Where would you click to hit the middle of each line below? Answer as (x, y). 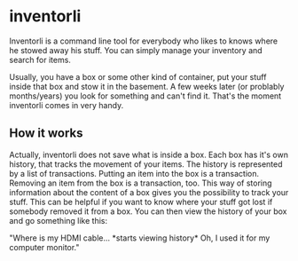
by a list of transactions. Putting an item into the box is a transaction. (134, 173)
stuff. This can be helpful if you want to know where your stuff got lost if (141, 202)
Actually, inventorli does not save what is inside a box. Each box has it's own (149, 154)
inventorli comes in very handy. (67, 105)
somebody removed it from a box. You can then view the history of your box (148, 211)
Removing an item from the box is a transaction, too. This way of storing (141, 183)
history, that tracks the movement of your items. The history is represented (146, 164)
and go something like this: (59, 220)
